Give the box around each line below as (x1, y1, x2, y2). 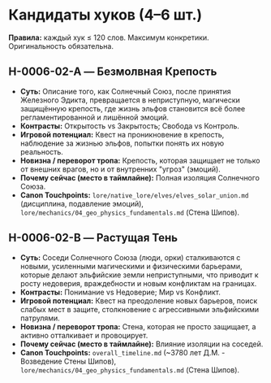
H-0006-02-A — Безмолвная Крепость (8, 65, 217, 79)
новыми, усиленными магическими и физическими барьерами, (19, 261, 243, 271)
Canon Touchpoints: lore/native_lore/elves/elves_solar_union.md (19, 189, 249, 200)
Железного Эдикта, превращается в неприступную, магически (19, 95, 241, 105)
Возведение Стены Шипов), (19, 356, 117, 366)
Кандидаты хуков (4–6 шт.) (8, 6, 203, 24)
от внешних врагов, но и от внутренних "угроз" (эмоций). (19, 164, 221, 174)
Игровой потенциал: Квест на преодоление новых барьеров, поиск (19, 295, 258, 306)
